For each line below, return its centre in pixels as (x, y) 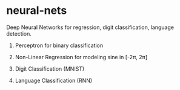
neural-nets (37, 11)
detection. (19, 33)
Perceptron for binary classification (59, 45)
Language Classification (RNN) (54, 80)
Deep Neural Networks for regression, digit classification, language (90, 27)
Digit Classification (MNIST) (50, 69)
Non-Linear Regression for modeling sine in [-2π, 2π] (81, 57)
